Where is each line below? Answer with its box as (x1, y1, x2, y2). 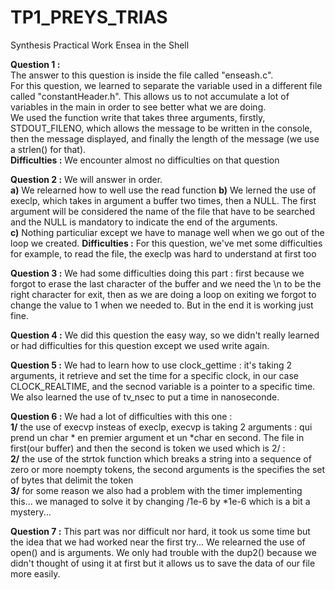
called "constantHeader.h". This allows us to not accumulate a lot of (10, 90, 290, 102)
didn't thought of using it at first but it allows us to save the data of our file (10, 557, 316, 569)
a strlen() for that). (10, 143, 87, 155)
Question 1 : (10, 58, 61, 70)
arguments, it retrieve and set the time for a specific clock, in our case (10, 369, 299, 381)
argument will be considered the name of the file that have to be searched (10, 205, 316, 217)
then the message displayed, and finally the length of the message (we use (10, 132, 320, 145)
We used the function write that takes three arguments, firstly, (10, 111, 266, 123)
